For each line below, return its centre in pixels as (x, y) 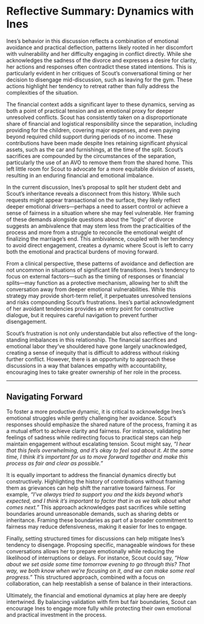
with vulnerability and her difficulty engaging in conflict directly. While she (99, 53)
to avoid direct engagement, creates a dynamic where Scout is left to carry (100, 245)
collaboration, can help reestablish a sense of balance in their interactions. (99, 583)
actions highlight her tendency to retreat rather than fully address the (93, 86)
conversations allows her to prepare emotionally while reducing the (90, 551)
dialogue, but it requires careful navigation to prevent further (82, 315)
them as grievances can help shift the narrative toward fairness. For (91, 488)
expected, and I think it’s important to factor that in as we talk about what (99, 501)
